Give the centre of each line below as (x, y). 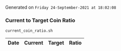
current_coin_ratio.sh (29, 31)
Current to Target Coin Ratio (40, 20)
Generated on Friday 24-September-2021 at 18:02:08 (61, 7)
